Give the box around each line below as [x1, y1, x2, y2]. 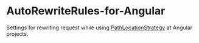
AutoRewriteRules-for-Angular [6, 4, 166, 18]
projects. [6, 30, 29, 37]
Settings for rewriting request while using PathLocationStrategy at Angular [6, 24, 193, 31]
